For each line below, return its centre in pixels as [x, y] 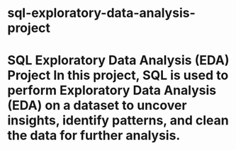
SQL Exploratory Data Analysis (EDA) [118, 60]
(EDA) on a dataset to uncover [97, 106]
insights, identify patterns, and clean [118, 121]
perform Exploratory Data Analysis [112, 91]
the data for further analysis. [94, 135]
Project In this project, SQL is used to [118, 75]
